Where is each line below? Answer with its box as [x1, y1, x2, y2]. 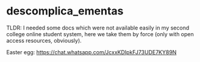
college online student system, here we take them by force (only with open [6, 30, 194, 37]
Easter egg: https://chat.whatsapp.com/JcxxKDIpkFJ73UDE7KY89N [6, 48, 177, 55]
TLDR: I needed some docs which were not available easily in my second [6, 24, 190, 31]
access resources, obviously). [6, 37, 82, 44]
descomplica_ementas [6, 4, 124, 18]
